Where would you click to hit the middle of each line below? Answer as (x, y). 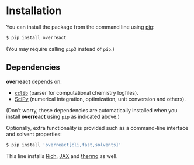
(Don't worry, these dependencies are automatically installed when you (92, 110)
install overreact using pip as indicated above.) (63, 116)
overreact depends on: (34, 81)
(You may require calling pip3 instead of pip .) (60, 49)
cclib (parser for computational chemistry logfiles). (76, 92)
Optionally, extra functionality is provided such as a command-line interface (97, 128)
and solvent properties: (34, 134)
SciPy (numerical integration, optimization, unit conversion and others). (100, 99)
